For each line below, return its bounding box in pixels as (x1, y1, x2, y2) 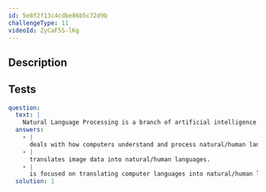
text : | (15, 111, 41, 119)
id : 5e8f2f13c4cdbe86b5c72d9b (8, 11, 108, 20)
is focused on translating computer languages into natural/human (28, 170, 253, 179)
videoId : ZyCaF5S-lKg (8, 26, 80, 34)
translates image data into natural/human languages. (28, 156, 211, 163)
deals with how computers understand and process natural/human (28, 140, 246, 148)
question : (8, 104, 41, 112)
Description (8, 56, 67, 69)
